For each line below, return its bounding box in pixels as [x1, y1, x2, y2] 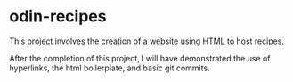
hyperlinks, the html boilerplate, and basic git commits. [9, 62, 211, 73]
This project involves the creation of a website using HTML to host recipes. [9, 36, 285, 46]
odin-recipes [9, 6, 107, 27]
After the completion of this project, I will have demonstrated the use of [9, 53, 271, 63]
